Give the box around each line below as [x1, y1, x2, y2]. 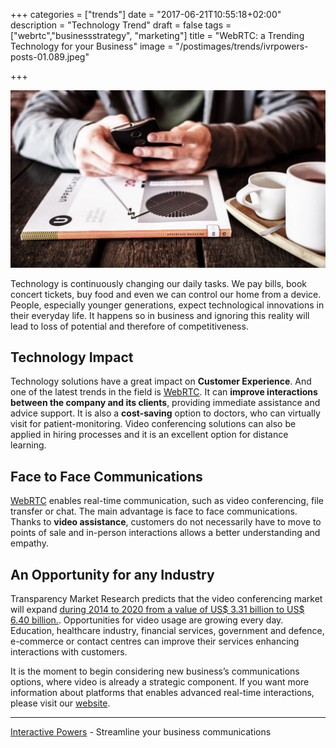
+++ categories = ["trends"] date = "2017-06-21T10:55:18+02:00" [10, 9, 282, 20]
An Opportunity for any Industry [10, 566, 215, 583]
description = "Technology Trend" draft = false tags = [10, 19, 232, 31]
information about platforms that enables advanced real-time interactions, [10, 686, 315, 698]
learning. [10, 439, 47, 451]
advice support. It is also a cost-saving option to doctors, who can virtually [10, 407, 321, 419]
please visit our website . [10, 697, 111, 709]
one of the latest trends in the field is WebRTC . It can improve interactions [10, 386, 318, 398]
